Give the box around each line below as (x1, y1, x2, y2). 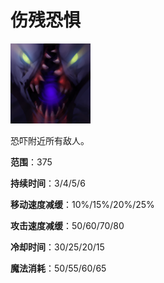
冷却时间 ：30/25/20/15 (10, 241, 105, 253)
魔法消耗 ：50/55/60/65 (10, 262, 107, 274)
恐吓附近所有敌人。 (10, 134, 90, 146)
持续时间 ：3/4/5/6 (10, 177, 86, 189)
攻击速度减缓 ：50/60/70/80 (10, 219, 125, 231)
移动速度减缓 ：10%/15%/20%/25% (10, 198, 155, 210)
